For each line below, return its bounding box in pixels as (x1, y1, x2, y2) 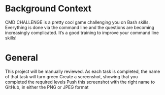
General (5, 52, 38, 63)
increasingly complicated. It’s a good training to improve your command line (5, 30, 159, 35)
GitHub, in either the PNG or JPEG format (5, 84, 89, 90)
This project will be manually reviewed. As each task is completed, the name (5, 68, 160, 74)
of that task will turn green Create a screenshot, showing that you (5, 73, 138, 79)
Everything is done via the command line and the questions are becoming (5, 24, 155, 30)
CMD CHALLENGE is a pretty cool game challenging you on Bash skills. (5, 19, 150, 25)
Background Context (5, 3, 92, 14)
